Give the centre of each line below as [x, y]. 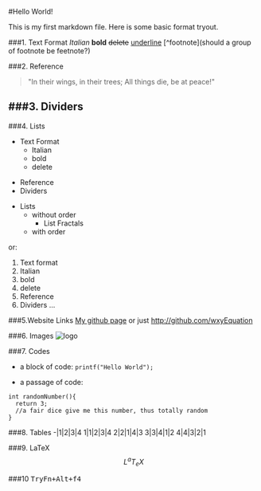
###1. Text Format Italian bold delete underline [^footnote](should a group [130, 42]
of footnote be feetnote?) [49, 51]
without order [54, 214]
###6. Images [31, 336]
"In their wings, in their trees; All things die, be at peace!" [121, 82]
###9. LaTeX [29, 448]
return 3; [31, 403]
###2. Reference [36, 66]
